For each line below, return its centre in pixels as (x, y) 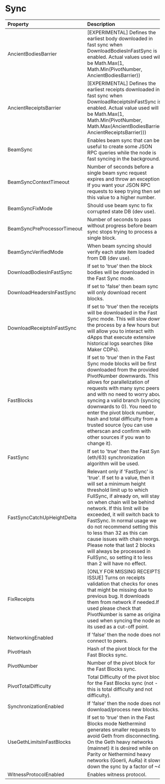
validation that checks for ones (123, 583)
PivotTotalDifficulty (29, 686)
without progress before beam (122, 225)
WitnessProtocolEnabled (36, 774)
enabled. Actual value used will (123, 107)
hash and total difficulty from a (123, 418)
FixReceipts (21, 599)
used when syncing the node (121, 620)
